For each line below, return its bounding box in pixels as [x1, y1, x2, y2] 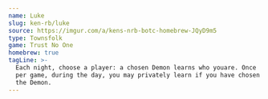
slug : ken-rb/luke [8, 19, 70, 27]
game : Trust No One [8, 42, 74, 49]
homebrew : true [8, 49, 59, 57]
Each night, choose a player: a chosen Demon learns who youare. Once [15, 64, 257, 72]
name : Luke [8, 11, 45, 20]
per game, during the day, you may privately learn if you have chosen [15, 71, 261, 79]
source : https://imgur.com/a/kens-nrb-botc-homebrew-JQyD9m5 [8, 26, 217, 34]
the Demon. [15, 78, 52, 86]
